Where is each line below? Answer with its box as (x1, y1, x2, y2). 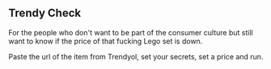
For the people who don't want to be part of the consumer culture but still (8, 27, 253, 37)
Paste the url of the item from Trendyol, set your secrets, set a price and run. (8, 51, 264, 61)
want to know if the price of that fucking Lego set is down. (8, 36, 203, 46)
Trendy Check (8, 6, 82, 20)
